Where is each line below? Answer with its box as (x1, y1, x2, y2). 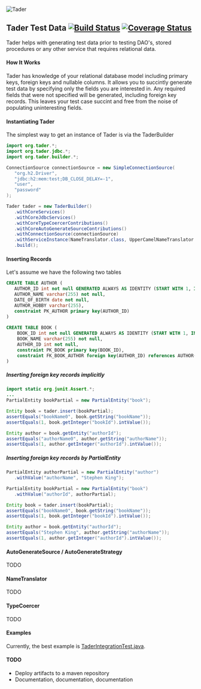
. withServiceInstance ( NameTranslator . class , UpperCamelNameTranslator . (14, 237, 197, 243)
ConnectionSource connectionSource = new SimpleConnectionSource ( (6, 165, 175, 171)
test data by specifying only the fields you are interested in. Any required (6, 85, 185, 92)
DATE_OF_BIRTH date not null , (14, 297, 90, 303)
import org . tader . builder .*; (6, 153, 79, 160)
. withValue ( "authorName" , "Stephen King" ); (14, 475, 124, 481)
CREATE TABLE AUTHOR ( (6, 280, 63, 286)
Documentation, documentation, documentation (14, 676, 133, 683)
